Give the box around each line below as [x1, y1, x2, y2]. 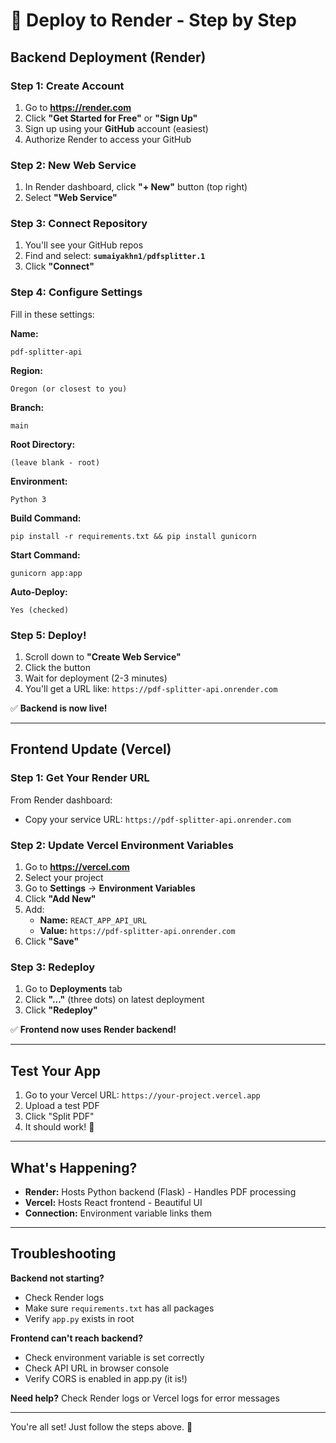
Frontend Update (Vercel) [10, 741, 172, 758]
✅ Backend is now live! [10, 702, 108, 714]
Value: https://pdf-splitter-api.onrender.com [39, 925, 236, 937]
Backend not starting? [10, 1272, 105, 1284]
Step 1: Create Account [10, 79, 125, 93]
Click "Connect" [24, 260, 95, 273]
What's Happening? [10, 1159, 138, 1176]
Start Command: [10, 549, 81, 561]
